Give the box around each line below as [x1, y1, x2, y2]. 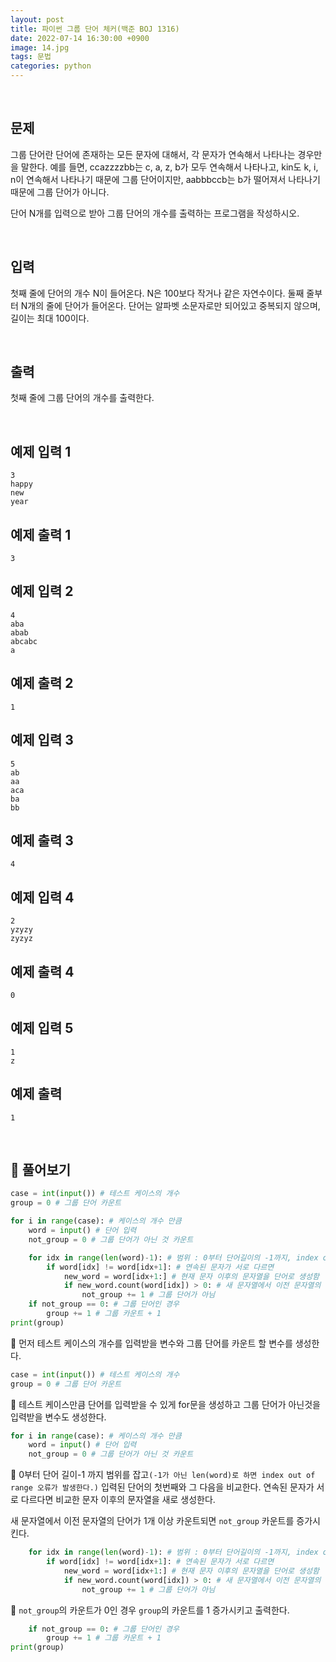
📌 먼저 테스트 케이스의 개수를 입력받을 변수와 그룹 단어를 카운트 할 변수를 [10, 1337, 293, 1349]
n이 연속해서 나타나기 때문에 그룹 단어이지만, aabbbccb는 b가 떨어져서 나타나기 [10, 173, 321, 185]
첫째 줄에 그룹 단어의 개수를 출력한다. [10, 392, 155, 404]
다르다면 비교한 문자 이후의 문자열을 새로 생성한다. [20, 1494, 216, 1506]
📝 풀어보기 [10, 1161, 72, 1178]
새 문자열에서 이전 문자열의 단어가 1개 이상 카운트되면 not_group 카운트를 [10, 1515, 295, 1527]
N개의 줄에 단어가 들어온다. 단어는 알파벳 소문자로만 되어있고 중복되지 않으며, [20, 299, 321, 311]
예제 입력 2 [10, 583, 74, 600]
